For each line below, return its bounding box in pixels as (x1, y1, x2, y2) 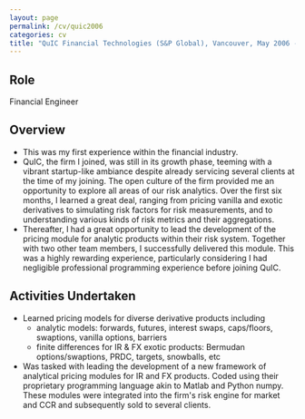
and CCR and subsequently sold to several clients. (22, 399, 212, 410)
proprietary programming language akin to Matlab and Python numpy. (22, 380, 284, 391)
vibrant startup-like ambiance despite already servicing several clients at (22, 165, 295, 177)
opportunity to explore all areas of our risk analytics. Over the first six (22, 185, 282, 196)
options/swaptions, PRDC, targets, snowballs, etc (35, 351, 221, 362)
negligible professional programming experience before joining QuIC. (22, 262, 281, 273)
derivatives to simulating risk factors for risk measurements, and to (22, 204, 273, 215)
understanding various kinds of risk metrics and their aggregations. (22, 214, 275, 225)
